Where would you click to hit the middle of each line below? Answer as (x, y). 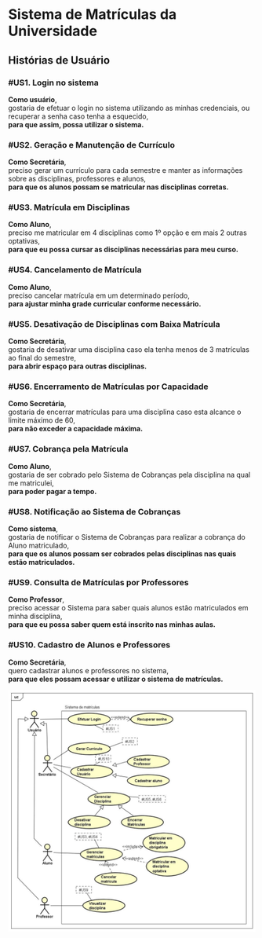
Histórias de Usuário (59, 60)
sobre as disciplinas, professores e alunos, (77, 179)
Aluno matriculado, (38, 545)
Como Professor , (36, 599)
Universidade (53, 31)
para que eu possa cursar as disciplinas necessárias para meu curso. (124, 250)
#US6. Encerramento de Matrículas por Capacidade (109, 387)
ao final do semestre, (42, 358)
